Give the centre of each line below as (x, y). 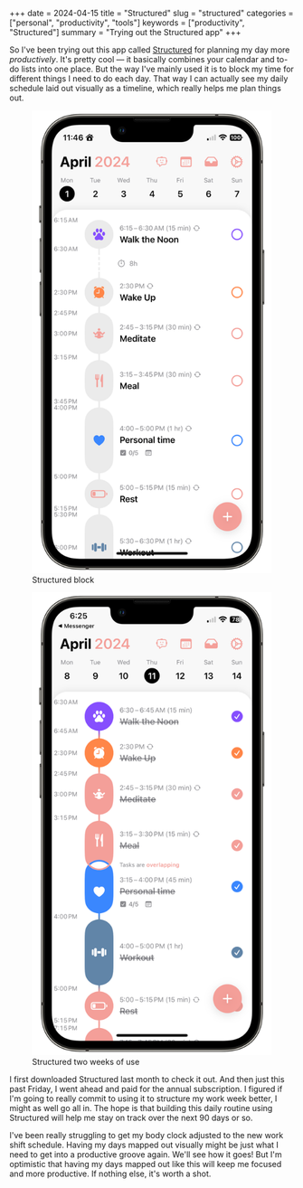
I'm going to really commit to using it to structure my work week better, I (143, 1098)
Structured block (63, 580)
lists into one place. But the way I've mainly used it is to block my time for (157, 69)
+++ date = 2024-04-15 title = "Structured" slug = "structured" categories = (151, 13)
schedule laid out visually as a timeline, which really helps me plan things (146, 88)
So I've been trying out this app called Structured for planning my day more (150, 50)
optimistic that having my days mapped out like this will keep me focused (146, 1164)
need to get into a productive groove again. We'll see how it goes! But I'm (146, 1155)
